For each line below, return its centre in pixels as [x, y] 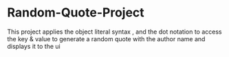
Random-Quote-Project [76, 13]
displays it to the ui [34, 46]
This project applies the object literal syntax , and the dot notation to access [115, 32]
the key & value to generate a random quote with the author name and [106, 38]
